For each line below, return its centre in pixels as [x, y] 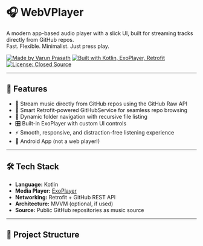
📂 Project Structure [43, 234]
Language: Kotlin [37, 184]
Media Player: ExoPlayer [46, 191]
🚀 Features [27, 89]
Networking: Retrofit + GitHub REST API [65, 197]
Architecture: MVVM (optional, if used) [64, 204]
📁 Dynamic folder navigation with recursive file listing [81, 116]
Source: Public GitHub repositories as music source [79, 210]
